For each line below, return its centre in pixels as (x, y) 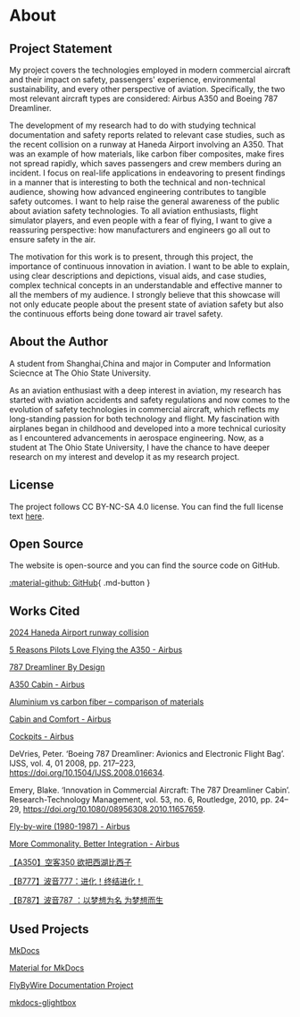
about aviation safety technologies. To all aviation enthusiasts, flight (134, 211)
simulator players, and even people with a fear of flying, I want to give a (141, 220)
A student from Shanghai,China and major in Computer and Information (140, 363)
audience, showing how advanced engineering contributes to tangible (138, 192)
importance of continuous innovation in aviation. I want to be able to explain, (150, 266)
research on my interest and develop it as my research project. (125, 456)
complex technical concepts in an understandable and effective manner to (146, 285)
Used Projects (49, 929)
